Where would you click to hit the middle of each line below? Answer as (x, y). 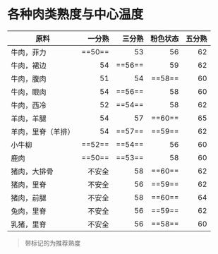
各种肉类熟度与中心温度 (75, 14)
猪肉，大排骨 (32, 171)
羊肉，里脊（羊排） (43, 131)
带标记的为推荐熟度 (53, 243)
